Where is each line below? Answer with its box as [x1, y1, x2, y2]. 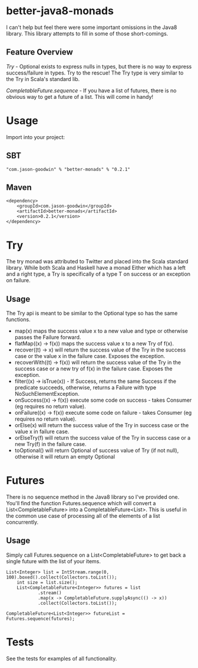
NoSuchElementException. [14, 391, 80, 398]
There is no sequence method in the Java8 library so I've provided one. [6, 493, 180, 501]
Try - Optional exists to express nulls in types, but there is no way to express [6, 63, 192, 70]
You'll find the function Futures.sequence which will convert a [6, 500, 156, 506]
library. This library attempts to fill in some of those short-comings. [6, 30, 169, 37]
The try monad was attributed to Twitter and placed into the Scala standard [6, 258, 189, 265]
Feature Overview [6, 47, 74, 57]
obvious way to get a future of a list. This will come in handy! [6, 93, 154, 100]
